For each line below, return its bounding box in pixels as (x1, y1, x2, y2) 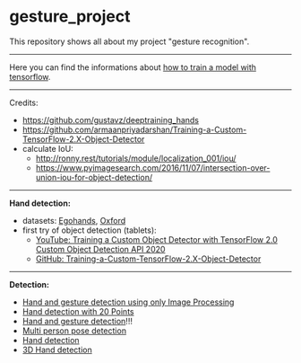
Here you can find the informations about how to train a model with (9, 61, 257, 73)
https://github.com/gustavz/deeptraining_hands (21, 114, 200, 125)
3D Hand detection (21, 344, 92, 355)
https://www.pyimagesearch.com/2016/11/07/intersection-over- (35, 162, 271, 173)
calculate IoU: (21, 143, 73, 154)
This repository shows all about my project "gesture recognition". (9, 36, 250, 47)
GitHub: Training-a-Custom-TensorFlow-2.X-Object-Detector (35, 253, 262, 264)
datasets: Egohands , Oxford (21, 215, 126, 226)
